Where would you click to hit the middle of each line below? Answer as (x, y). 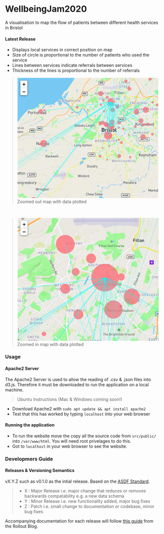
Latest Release (20, 39)
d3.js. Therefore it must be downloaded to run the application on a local (77, 385)
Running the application (30, 425)
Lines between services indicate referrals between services (72, 65)
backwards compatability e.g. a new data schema (74, 496)
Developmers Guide (29, 459)
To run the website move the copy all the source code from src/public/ (84, 436)
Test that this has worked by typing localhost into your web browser (81, 414)
